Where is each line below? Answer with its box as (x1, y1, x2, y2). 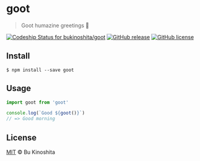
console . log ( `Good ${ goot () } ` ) (6, 110, 85, 116)
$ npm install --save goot (6, 67, 74, 73)
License (6, 132, 37, 143)
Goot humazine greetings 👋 (21, 22, 89, 29)
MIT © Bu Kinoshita (6, 148, 56, 156)
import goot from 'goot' (6, 99, 69, 106)
